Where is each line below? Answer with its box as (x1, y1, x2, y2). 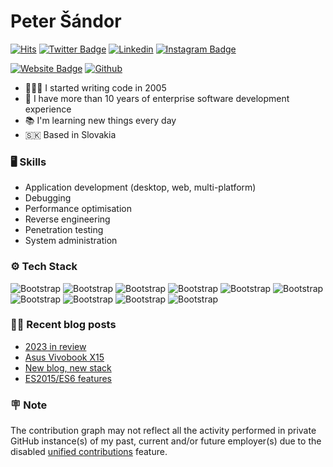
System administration (24, 235, 118, 247)
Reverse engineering (24, 213, 111, 225)
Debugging (24, 192, 72, 204)
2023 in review (24, 340, 87, 352)
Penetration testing (24, 224, 104, 236)
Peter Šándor (10, 10, 122, 33)
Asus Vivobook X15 (24, 351, 105, 363)
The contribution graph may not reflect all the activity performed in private (10, 425, 317, 437)
